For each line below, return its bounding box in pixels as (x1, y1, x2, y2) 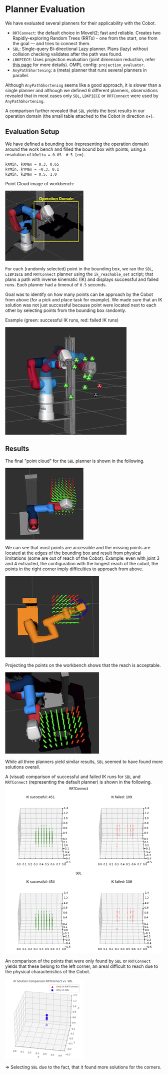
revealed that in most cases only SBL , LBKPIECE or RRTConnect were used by (5, 93, 158, 99)
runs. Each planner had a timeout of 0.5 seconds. (5, 281, 107, 287)
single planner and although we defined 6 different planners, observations (5, 87, 158, 93)
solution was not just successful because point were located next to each (5, 302, 156, 308)
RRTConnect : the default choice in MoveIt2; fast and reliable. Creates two (12, 30, 161, 36)
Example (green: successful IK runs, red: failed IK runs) (5, 317, 119, 323)
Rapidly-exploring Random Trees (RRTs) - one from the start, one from (12, 35, 158, 41)
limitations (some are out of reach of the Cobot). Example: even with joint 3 (5, 555, 160, 561)
